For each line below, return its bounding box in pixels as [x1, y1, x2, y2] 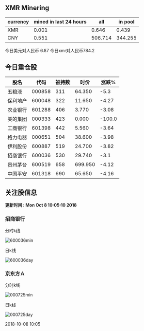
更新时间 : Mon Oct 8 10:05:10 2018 [5, 202, 77, 208]
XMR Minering [5, 4, 49, 12]
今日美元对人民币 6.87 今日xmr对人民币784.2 [5, 47, 95, 53]
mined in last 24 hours [33, 18, 87, 25]
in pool [118, 18, 135, 25]
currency [7, 18, 29, 25]
